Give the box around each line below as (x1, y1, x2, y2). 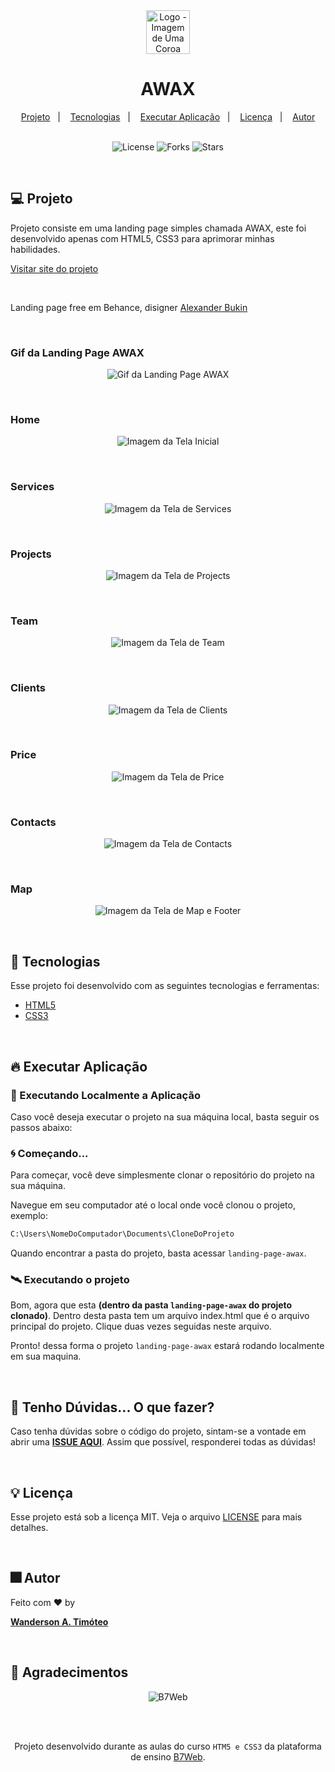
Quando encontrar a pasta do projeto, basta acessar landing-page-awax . (10, 1247, 307, 1259)
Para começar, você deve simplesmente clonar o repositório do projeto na (10, 1169, 315, 1181)
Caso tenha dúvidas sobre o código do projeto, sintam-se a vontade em (10, 1425, 307, 1438)
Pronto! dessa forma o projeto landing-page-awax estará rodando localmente (10, 1340, 325, 1352)
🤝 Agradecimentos (10, 1664, 129, 1681)
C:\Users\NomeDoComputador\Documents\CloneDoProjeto (10, 1229, 235, 1239)
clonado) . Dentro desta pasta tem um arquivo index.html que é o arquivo (10, 1310, 310, 1322)
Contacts (10, 815, 57, 829)
